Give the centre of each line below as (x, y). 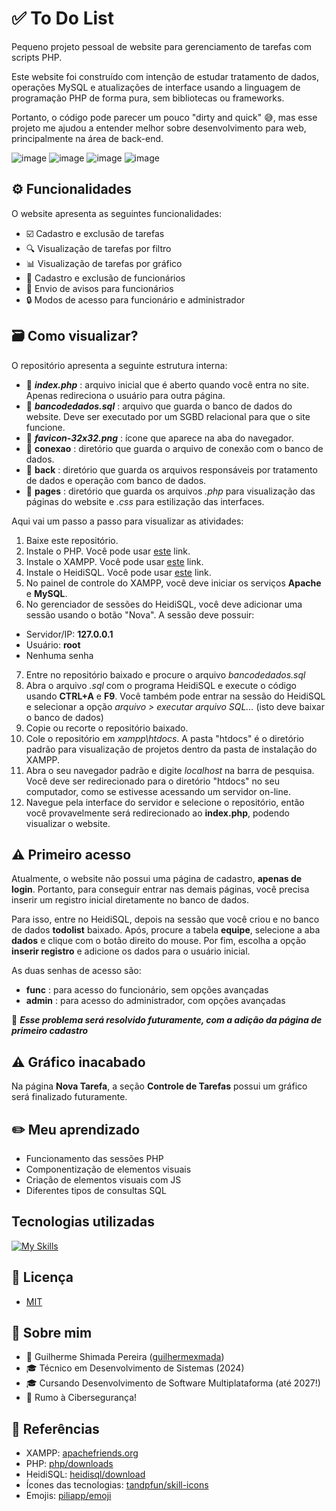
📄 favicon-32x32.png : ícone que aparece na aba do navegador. (159, 438)
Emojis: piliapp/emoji (68, 1496)
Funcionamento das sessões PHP (94, 1158)
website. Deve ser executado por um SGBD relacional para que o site (168, 416)
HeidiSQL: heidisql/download (85, 1474)
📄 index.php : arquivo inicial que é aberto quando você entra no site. (167, 384)
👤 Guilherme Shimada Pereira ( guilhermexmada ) (125, 1357)
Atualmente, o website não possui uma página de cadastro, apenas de (157, 879)
